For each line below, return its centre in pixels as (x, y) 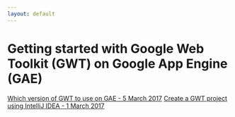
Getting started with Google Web (106, 48)
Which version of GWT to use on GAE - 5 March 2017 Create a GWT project (117, 98)
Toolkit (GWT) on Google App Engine (117, 63)
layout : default (31, 14)
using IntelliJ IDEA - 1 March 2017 (56, 106)
